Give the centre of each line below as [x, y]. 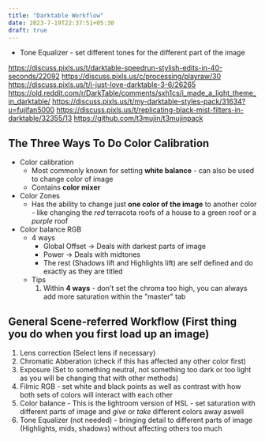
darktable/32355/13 [40, 119]
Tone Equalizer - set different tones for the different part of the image [132, 53]
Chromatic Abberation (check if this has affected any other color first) [133, 361]
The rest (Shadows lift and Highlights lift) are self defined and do [148, 263]
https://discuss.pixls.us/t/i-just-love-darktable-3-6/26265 [102, 85]
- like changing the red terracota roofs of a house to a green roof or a [144, 213]
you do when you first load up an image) [109, 334]
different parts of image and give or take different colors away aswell [132, 411]
